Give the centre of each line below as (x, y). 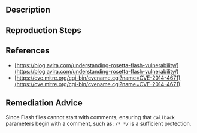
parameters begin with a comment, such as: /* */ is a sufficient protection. (99, 124)
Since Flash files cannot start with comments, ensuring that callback (90, 117)
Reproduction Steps (43, 30)
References (28, 51)
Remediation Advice (44, 103)
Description (28, 10)
